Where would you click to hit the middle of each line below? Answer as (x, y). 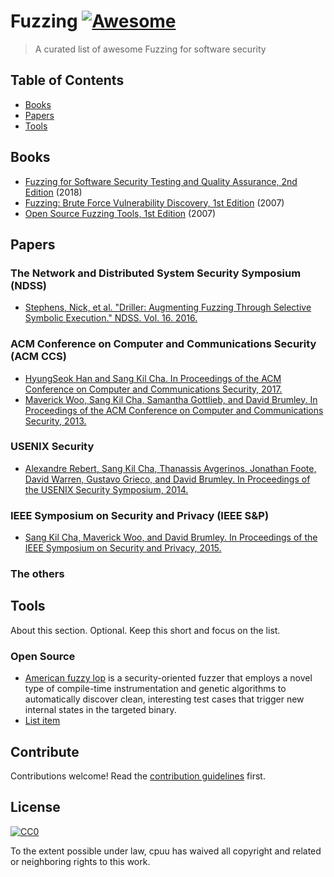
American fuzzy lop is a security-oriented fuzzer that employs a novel (168, 678)
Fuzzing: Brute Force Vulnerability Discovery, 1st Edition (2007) (154, 202)
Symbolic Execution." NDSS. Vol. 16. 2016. (111, 318)
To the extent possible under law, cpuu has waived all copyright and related (166, 851)
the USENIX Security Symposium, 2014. (106, 489)
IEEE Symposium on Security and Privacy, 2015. (123, 548)
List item (42, 721)
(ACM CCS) (38, 357)
